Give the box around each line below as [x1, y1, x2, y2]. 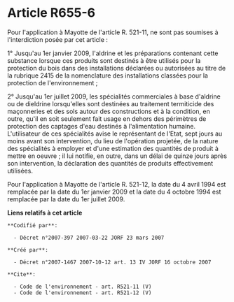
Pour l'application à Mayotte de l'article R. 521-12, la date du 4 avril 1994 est [7, 180, 226, 188]
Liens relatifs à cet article [7, 208, 83, 217]
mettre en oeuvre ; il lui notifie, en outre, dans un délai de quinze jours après [7, 152, 228, 160]
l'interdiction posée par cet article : [7, 35, 109, 43]
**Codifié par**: [7, 222, 58, 229]
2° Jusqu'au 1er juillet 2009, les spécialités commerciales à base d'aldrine [7, 92, 221, 101]
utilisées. [7, 166, 34, 175]
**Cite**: [7, 271, 36, 278]
